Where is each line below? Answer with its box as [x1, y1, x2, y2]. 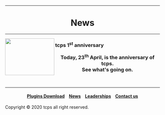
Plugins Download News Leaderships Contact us [27, 93, 138, 99]
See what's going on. [82, 67, 134, 73]
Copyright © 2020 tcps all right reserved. [5, 104, 89, 110]
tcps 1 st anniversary [55, 41, 104, 49]
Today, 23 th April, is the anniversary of [60, 53, 155, 61]
